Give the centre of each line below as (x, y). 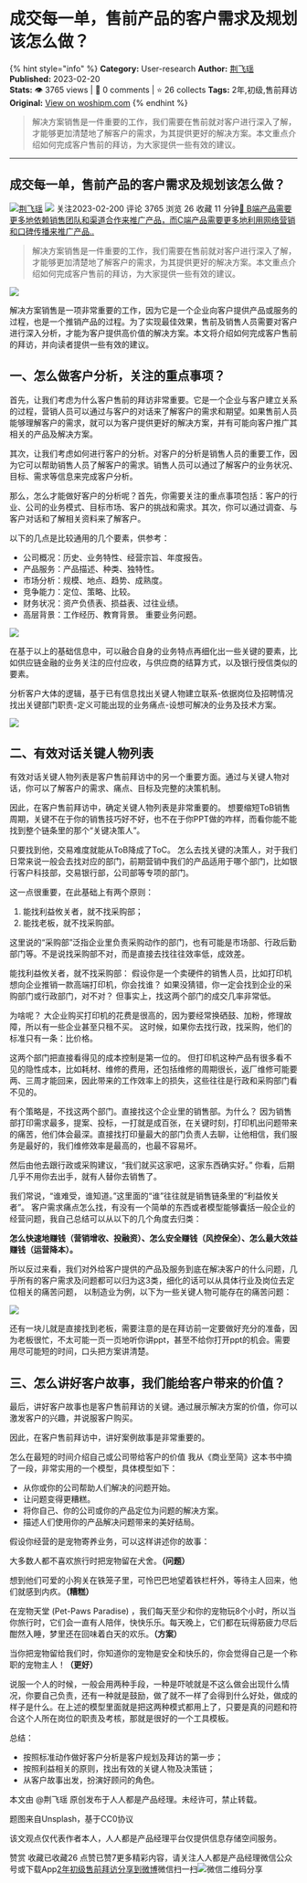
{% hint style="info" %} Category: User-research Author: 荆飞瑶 (132, 69)
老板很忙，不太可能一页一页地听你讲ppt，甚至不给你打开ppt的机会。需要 (153, 1340)
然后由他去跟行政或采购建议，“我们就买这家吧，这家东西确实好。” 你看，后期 (152, 1165)
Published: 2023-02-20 (55, 79)
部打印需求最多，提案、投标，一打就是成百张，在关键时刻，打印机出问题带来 (153, 1123)
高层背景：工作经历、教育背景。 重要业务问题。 (112, 614)
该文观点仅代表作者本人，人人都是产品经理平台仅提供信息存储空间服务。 (145, 1838)
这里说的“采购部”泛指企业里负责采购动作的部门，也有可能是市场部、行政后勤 (153, 943)
